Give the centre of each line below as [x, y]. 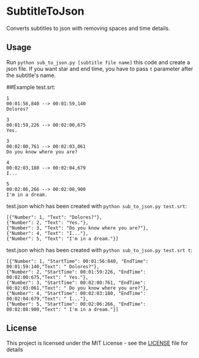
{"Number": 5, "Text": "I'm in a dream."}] [63, 239]
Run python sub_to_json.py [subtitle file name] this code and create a [98, 62]
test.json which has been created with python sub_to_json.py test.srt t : [99, 250]
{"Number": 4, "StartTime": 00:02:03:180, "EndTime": [76, 293]
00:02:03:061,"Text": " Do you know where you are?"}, [78, 288]
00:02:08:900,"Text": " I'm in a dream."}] [63, 309]
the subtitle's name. [31, 75]
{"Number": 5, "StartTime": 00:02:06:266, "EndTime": [76, 304]
